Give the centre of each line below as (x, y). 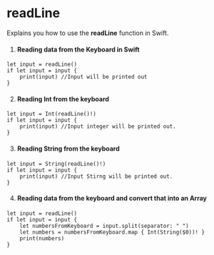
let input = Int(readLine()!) (52, 114)
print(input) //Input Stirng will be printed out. (96, 176)
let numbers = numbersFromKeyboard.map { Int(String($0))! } (112, 232)
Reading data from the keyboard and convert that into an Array (112, 199)
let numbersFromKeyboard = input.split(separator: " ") (105, 226)
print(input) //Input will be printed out (83, 77)
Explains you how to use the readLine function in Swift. (88, 33)
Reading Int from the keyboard (63, 99)
